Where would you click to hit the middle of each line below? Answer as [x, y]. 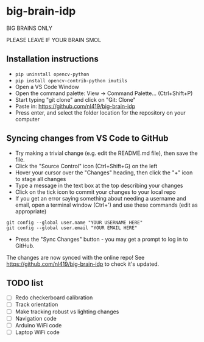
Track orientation [37, 305]
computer [27, 119]
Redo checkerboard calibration [54, 297]
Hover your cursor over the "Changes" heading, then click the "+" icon [104, 173]
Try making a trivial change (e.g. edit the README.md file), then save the [106, 153]
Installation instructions [52, 59]
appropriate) [31, 211]
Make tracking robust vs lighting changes [67, 312]
